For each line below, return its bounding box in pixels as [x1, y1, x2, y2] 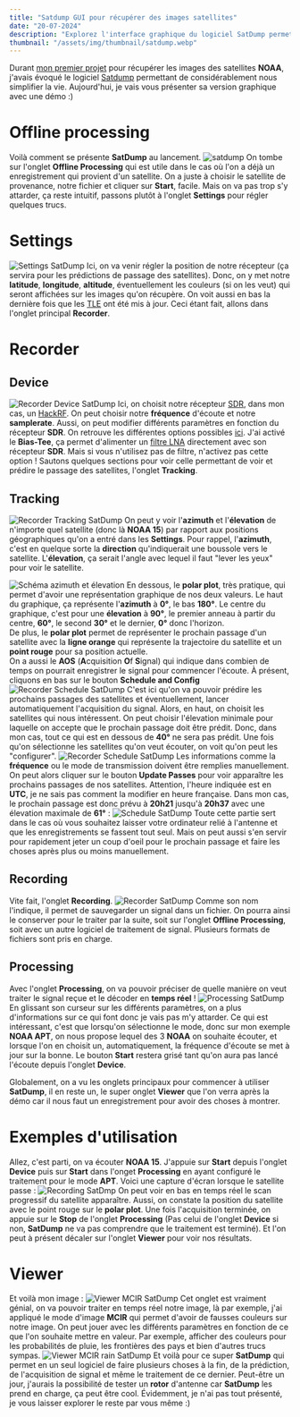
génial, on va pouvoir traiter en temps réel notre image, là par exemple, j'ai [9, 1302, 283, 1313]
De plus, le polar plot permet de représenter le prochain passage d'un [9, 627, 267, 638]
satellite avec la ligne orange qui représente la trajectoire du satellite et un [9, 636, 282, 647]
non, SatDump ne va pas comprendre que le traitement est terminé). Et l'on [9, 1223, 287, 1234]
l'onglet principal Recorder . [9, 308, 111, 318]
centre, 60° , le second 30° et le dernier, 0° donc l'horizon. [9, 617, 225, 628]
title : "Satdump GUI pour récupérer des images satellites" [9, 13, 238, 22]
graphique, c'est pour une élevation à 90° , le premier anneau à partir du [9, 607, 276, 618]
